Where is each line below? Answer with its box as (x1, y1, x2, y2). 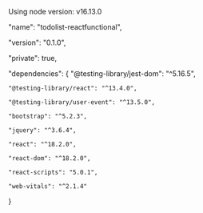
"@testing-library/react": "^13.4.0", (8, 84, 137, 92)
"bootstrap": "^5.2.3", (8, 112, 88, 120)
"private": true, (8, 54, 58, 62)
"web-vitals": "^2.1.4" (8, 183, 88, 191)
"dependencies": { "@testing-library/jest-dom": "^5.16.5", (8, 69, 196, 78)
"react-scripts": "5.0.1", (8, 168, 98, 176)
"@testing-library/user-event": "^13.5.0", (8, 98, 156, 106)
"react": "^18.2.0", (8, 140, 78, 148)
